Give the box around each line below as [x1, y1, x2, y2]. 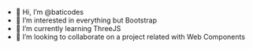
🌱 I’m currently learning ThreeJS [15, 24, 121, 33]
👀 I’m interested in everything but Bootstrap [15, 16, 158, 25]
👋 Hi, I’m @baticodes [15, 8, 84, 16]
